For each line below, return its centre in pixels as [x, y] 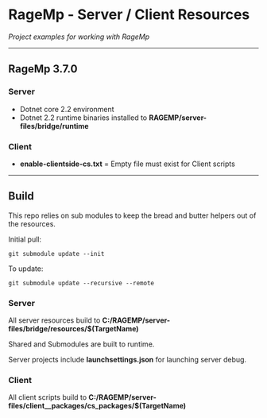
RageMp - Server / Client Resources [129, 15]
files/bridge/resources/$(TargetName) [74, 329]
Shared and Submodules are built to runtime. [81, 344]
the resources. [32, 223]
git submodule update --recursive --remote [81, 283]
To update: [26, 269]
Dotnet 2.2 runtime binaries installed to [83, 118]
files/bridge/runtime [54, 126]
